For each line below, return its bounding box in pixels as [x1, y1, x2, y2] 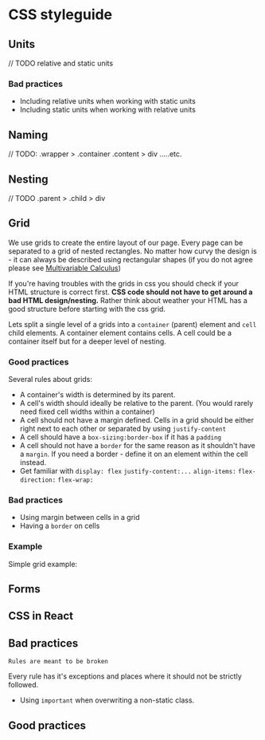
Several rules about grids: [8, 375, 93, 384]
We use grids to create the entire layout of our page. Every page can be [8, 238, 244, 247]
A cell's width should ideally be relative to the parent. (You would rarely [19, 399, 253, 408]
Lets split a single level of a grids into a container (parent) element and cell [8, 319, 257, 329]
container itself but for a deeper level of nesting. [8, 337, 167, 346]
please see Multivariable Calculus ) [8, 263, 122, 273]
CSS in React [8, 609, 74, 623]
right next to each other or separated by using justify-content [19, 424, 227, 434]
